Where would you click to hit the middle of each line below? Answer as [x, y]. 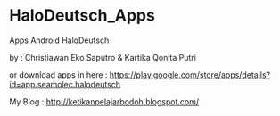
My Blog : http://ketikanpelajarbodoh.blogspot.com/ [104, 101]
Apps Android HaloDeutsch [59, 40]
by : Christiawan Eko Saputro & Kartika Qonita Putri [103, 57]
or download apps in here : [58, 75]
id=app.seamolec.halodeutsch [65, 84]
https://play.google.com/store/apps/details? [189, 75]
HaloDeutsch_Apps [82, 16]
